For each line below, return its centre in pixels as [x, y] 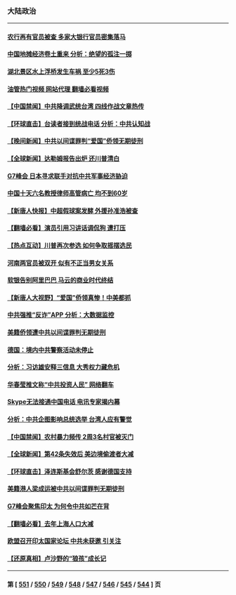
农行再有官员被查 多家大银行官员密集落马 [67, 37]
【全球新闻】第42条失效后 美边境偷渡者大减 [71, 454]
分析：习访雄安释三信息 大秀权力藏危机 [64, 367]
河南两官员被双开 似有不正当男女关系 [60, 263]
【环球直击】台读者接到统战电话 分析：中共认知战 [79, 124]
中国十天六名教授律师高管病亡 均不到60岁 [67, 193]
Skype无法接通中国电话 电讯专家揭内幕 [64, 402]
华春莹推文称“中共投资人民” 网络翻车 [61, 384]
